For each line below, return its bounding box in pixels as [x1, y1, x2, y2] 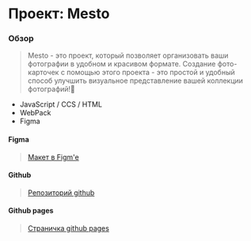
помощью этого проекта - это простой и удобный [67, 68, 235, 77]
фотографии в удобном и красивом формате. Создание [27, 59, 216, 69]
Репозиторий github [27, 187, 95, 198]
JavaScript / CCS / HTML [19, 100, 103, 109]
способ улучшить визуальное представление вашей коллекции [27, 76, 244, 85]
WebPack [19, 108, 51, 118]
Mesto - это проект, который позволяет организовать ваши [27, 51, 229, 60]
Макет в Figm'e [27, 152, 79, 162]
